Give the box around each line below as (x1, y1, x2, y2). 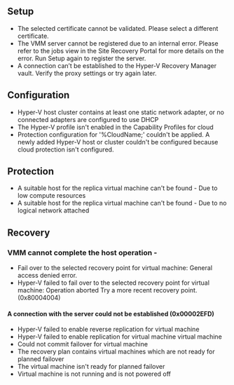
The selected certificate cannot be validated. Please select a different (17, 24, 219, 32)
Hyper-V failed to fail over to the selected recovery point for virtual (17, 278, 210, 287)
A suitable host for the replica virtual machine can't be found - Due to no (17, 199, 227, 208)
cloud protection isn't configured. (17, 145, 114, 154)
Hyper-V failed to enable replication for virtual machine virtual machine (17, 332, 222, 341)
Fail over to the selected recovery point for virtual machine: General (17, 264, 212, 272)
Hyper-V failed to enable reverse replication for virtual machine (17, 325, 200, 334)
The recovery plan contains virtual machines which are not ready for (17, 347, 215, 356)
